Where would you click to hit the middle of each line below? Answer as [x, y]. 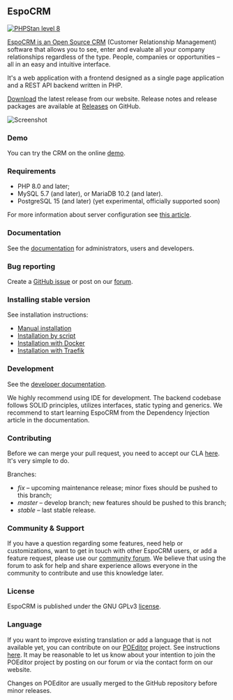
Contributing [29, 438]
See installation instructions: [48, 315]
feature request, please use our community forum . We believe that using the [117, 558]
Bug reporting [31, 266]
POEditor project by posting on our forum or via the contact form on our [110, 662]
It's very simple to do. [38, 460]
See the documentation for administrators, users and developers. [101, 248]
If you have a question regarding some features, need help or [95, 543]
